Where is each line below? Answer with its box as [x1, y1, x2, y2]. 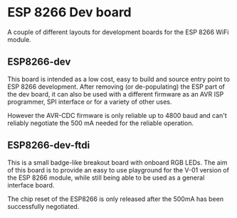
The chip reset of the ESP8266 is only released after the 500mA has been [7, 195, 224, 203]
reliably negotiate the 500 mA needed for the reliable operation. [7, 119, 194, 127]
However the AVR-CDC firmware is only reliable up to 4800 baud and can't [7, 111, 228, 119]
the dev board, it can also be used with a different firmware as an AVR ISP [7, 89, 224, 98]
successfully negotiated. [7, 202, 80, 210]
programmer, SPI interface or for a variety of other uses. [7, 97, 172, 106]
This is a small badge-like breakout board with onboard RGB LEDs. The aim [7, 158, 228, 167]
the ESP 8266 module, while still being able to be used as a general [7, 173, 205, 182]
